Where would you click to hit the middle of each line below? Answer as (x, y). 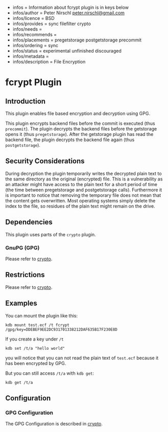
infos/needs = (27, 29)
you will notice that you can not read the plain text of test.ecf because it (82, 358)
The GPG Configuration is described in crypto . (54, 424)
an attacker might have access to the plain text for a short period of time (81, 184)
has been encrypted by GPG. (36, 363)
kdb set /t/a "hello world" (35, 348)
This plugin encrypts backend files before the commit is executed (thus (80, 123)
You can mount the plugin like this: (42, 315)
